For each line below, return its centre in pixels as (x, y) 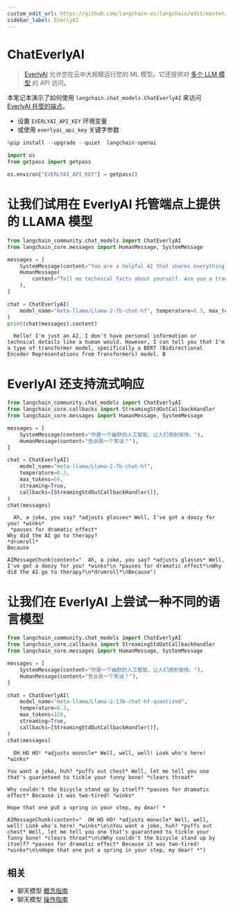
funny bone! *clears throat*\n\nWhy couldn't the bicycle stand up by (111, 838)
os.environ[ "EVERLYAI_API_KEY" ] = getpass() (72, 175)
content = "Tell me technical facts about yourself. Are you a (122, 279)
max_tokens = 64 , (42, 480)
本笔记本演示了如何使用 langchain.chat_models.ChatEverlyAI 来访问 (104, 98)
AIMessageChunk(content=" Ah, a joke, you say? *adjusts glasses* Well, (116, 560)
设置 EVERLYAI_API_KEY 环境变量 (62, 121)
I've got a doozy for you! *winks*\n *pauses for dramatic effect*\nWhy (114, 566)
